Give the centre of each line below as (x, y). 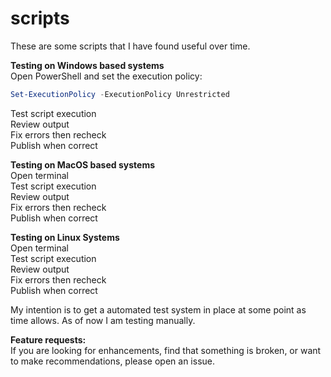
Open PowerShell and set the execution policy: (106, 76)
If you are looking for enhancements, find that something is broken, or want (166, 350)
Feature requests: (48, 339)
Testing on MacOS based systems (82, 164)
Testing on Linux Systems (65, 237)
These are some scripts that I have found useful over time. (130, 46)
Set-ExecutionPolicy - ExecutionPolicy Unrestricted (120, 94)
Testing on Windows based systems (87, 65)
